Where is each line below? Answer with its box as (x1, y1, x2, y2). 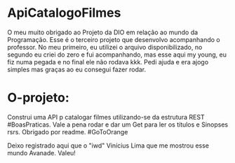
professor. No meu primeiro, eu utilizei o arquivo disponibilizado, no (7, 43, 203, 51)
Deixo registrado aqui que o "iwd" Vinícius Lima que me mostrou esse (7, 141, 209, 150)
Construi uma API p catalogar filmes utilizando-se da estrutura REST (7, 113, 205, 121)
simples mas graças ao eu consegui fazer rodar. (7, 65, 146, 73)
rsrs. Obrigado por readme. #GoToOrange (7, 127, 128, 136)
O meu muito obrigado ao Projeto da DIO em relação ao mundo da (7, 28, 199, 36)
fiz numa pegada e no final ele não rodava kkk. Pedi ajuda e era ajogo (7, 57, 209, 66)
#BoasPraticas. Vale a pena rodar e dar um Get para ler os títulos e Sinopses (7, 120, 229, 129)
